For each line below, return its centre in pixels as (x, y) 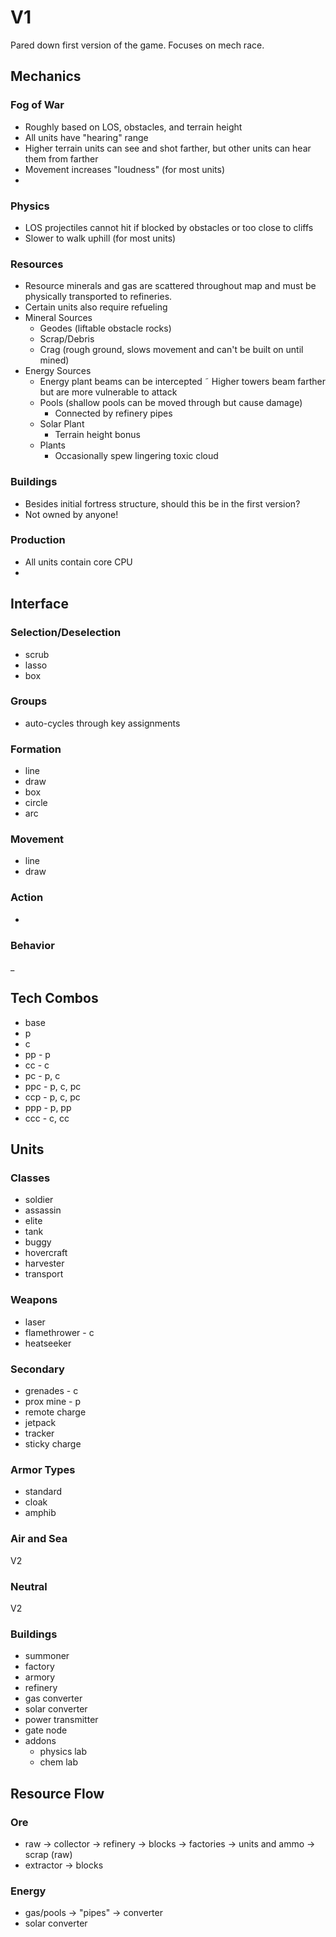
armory (40, 1677)
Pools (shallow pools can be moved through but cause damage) (171, 403)
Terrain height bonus (97, 435)
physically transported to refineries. (98, 297)
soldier (39, 1200)
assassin (43, 1210)
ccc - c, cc (47, 1118)
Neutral (29, 1586)
